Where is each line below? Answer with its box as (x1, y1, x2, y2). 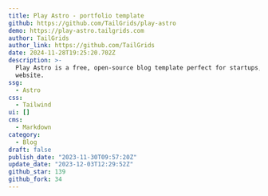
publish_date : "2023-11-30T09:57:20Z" (8, 153, 137, 161)
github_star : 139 (8, 168, 66, 176)
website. (15, 71, 45, 79)
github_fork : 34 (8, 175, 62, 184)
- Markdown (15, 123, 52, 131)
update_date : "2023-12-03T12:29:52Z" (8, 161, 134, 169)
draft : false (8, 146, 52, 154)
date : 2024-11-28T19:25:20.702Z (8, 49, 116, 57)
